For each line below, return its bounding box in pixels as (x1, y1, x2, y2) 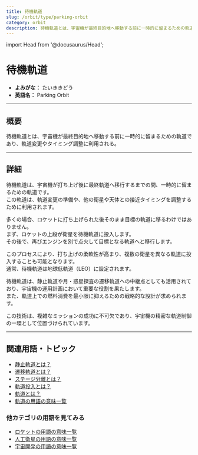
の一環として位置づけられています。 (6, 319, 93, 327)
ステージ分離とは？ (14, 375, 62, 383)
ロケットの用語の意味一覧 (14, 428, 77, 435)
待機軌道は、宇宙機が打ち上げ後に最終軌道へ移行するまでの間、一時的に (6, 181, 181, 188)
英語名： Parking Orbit (14, 92, 70, 99)
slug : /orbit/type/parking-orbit (6, 14, 88, 20)
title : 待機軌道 (6, 8, 42, 15)
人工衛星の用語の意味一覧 (14, 435, 77, 442)
